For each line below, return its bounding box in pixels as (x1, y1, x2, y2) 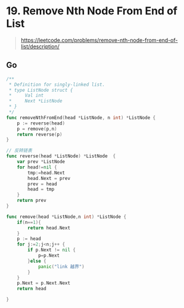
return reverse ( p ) (17, 131, 63, 138)
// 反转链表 (6, 148, 33, 154)
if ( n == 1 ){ (17, 219, 42, 225)
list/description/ (20, 43, 60, 50)
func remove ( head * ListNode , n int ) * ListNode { (6, 213, 127, 220)
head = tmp (27, 186, 55, 192)
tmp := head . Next (27, 170, 66, 176)
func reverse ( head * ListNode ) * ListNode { (6, 153, 116, 159)
